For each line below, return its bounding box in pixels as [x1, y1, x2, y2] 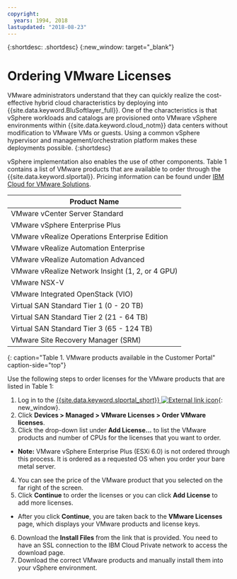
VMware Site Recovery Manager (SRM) [11, 336, 141, 345]
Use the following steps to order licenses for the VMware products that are [7, 374, 225, 383]
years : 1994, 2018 [13, 17, 69, 24]
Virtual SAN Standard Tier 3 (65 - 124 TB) [11, 323, 154, 333]
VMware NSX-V [11, 277, 65, 287]
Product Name [69, 197, 120, 207]
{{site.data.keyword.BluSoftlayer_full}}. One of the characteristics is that [7, 106, 217, 115]
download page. [17, 549, 65, 557]
